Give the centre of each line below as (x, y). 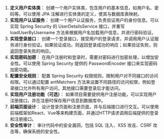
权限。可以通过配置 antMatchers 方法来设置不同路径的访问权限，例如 (80, 82)
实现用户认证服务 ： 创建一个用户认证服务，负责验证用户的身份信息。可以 (84, 20)
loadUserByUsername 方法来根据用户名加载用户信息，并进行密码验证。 (83, 32)
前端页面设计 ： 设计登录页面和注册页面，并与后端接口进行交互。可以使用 (84, 107)
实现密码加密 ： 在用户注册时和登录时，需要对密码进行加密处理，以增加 (82, 57)
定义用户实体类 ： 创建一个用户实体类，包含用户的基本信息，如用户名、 (82, 8)
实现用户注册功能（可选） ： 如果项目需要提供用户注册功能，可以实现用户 (83, 94)
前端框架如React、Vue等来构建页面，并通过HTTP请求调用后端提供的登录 (84, 113)
